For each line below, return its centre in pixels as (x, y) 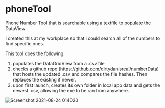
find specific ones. (25, 43)
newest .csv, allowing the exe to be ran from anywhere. (71, 90)
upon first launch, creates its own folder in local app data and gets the (86, 85)
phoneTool (28, 9)
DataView (15, 28)
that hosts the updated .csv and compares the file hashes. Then (80, 74)
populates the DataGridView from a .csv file (58, 63)
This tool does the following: (35, 53)
